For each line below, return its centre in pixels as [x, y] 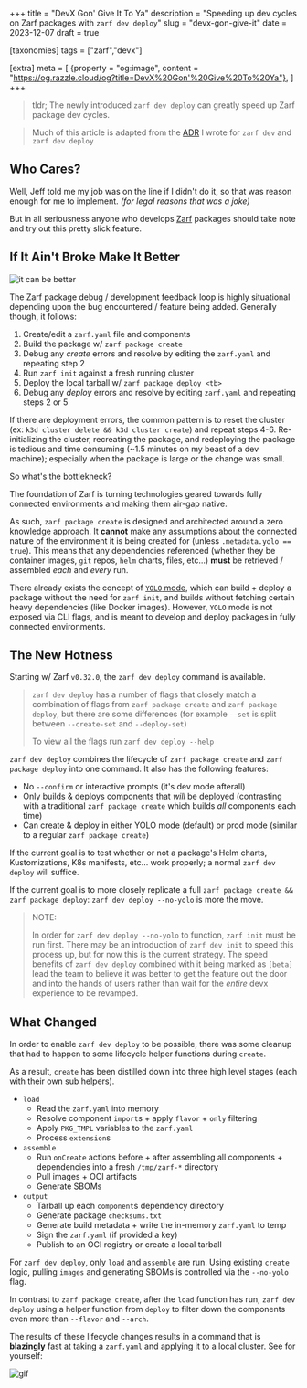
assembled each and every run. [69, 569]
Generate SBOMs [69, 1186]
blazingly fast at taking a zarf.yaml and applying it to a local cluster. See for [153, 1346]
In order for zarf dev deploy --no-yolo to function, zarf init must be [164, 935]
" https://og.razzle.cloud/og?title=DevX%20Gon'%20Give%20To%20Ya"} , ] [152, 78]
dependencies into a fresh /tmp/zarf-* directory [127, 1167]
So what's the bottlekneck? [61, 476]
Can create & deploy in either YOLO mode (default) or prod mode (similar [160, 825]
